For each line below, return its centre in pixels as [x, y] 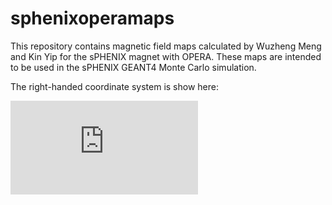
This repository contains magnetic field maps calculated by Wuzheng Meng [166, 46]
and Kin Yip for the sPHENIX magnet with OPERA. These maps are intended [166, 56]
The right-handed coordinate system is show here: [114, 86]
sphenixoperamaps [92, 18]
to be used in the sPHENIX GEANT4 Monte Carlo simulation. [133, 67]
